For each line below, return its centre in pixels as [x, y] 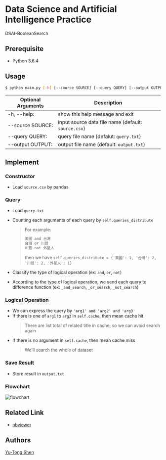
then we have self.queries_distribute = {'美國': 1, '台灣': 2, [90, 258]
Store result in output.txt [38, 373]
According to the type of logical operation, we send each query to [79, 282]
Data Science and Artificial [61, 9]
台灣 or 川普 [36, 243]
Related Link [24, 413]
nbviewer [22, 424]
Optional [30, 100]
